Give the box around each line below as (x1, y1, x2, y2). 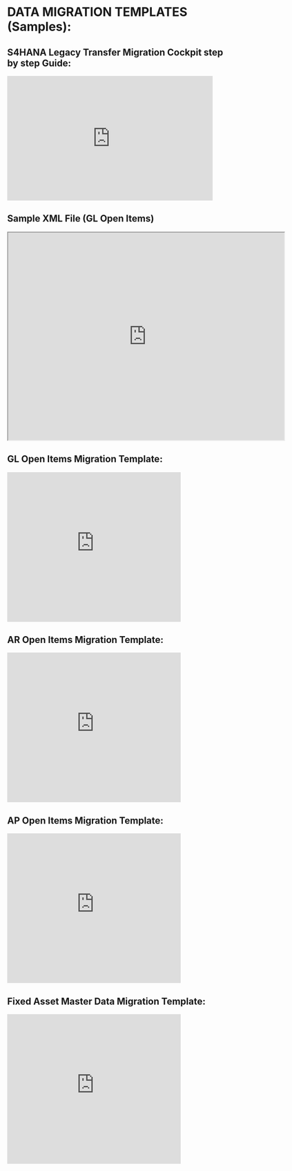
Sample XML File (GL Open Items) (7, 212, 155, 225)
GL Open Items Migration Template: (7, 453, 164, 465)
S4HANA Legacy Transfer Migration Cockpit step (7, 46, 224, 58)
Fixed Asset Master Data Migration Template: (7, 995, 206, 1007)
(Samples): (7, 19, 72, 35)
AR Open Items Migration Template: (7, 634, 164, 646)
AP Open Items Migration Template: (7, 815, 164, 826)
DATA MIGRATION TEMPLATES (7, 4, 188, 20)
